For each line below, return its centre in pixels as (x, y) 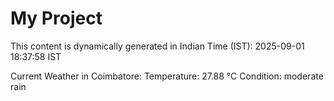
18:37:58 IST (36, 56)
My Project (56, 18)
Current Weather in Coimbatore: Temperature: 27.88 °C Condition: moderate (167, 76)
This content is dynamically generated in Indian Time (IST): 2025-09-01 (157, 46)
